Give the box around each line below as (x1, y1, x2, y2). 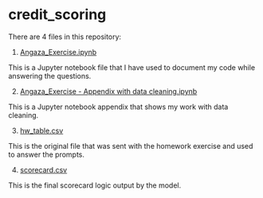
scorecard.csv (19, 165, 68, 174)
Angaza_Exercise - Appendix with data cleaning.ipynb (19, 86, 198, 96)
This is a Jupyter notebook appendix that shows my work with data (8, 102, 229, 111)
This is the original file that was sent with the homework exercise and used (8, 141, 253, 150)
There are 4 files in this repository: (8, 32, 122, 41)
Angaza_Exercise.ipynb (19, 47, 97, 56)
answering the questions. (8, 71, 92, 80)
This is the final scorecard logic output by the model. (8, 181, 182, 190)
